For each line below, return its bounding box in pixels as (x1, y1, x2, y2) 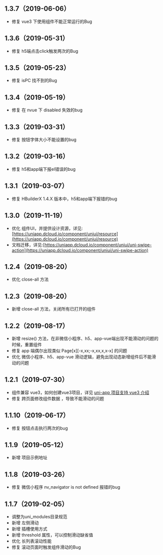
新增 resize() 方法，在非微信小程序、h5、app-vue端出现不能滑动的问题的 (11, 335, 159, 341)
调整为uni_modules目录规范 (11, 514, 68, 519)
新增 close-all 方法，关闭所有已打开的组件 (11, 306, 96, 312)
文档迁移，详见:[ (11, 242, 45, 247)
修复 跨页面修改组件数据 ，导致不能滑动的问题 (11, 395, 104, 401)
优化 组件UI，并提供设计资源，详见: (11, 225, 83, 231)
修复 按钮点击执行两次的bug (11, 425, 68, 431)
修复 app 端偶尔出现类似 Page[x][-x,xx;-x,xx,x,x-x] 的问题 (11, 348, 127, 353)
